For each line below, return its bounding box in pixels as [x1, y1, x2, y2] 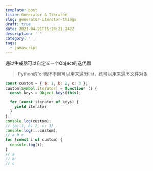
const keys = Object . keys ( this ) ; [10, 90, 81, 96]
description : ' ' [5, 31, 42, 36]
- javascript [10, 45, 38, 50]
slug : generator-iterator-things [5, 17, 77, 22]
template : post [5, 7, 38, 13]
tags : [5, 41, 17, 46]
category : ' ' [5, 36, 36, 41]
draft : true [5, 21, 31, 27]
